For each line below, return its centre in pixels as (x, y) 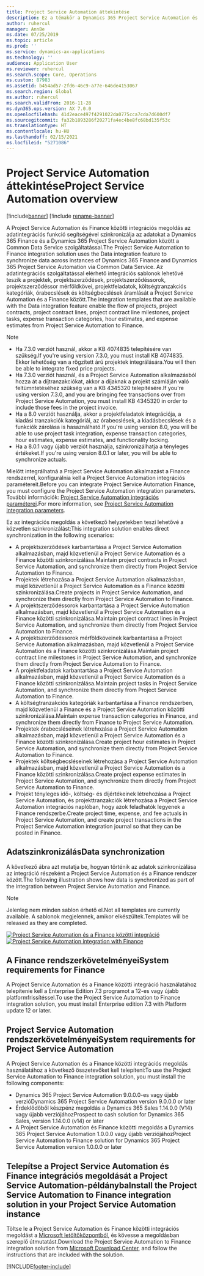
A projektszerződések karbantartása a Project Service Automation (98, 547)
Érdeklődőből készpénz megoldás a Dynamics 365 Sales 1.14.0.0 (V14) (104, 1108)
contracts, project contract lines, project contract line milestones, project (98, 312)
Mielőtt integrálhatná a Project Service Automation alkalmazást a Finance (98, 471)
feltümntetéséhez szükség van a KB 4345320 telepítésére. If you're (100, 388)
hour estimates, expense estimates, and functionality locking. (92, 440)
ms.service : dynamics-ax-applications (56, 52)
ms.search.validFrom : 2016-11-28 (49, 103)
